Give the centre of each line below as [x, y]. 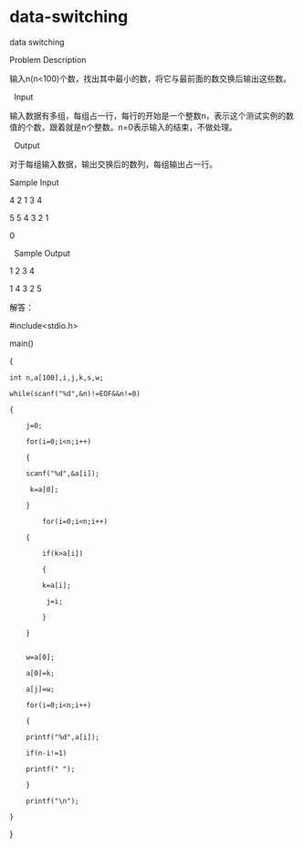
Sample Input [34, 182]
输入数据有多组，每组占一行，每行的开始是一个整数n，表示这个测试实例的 [148, 115]
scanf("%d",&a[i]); [63, 473]
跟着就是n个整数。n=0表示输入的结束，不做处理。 [143, 127]
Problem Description [48, 59]
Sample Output [42, 253]
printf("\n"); [52, 801]
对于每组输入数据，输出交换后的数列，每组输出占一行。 [113, 164]
